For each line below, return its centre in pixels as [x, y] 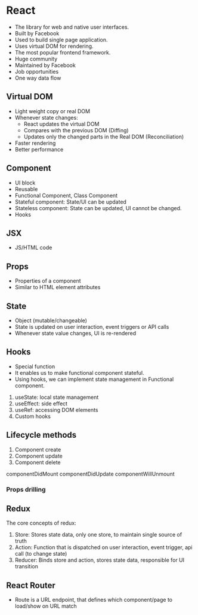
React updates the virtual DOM [61, 124]
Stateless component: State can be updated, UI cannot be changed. [98, 208]
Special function [35, 366]
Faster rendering [35, 143]
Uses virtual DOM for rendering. [54, 46]
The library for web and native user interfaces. [72, 27]
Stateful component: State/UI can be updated [71, 202]
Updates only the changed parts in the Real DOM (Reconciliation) [104, 137]
